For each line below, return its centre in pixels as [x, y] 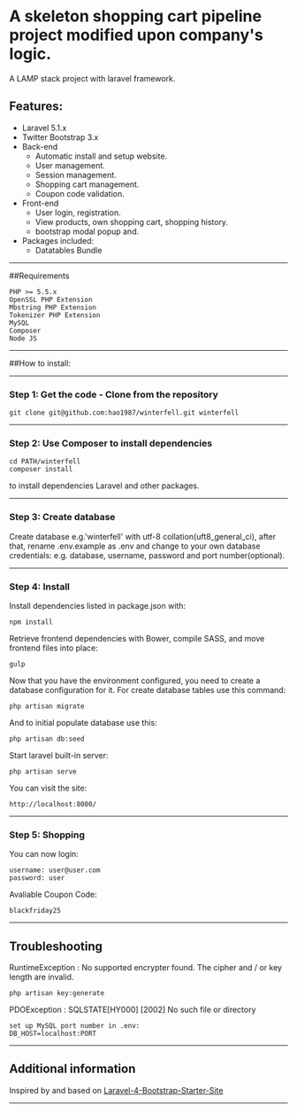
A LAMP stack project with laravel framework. [92, 78]
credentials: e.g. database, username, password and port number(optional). [147, 555]
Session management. [76, 175]
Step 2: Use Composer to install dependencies [111, 443]
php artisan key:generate [57, 993]
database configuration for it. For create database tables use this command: [148, 689]
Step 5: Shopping [47, 835]
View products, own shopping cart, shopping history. [131, 222]
